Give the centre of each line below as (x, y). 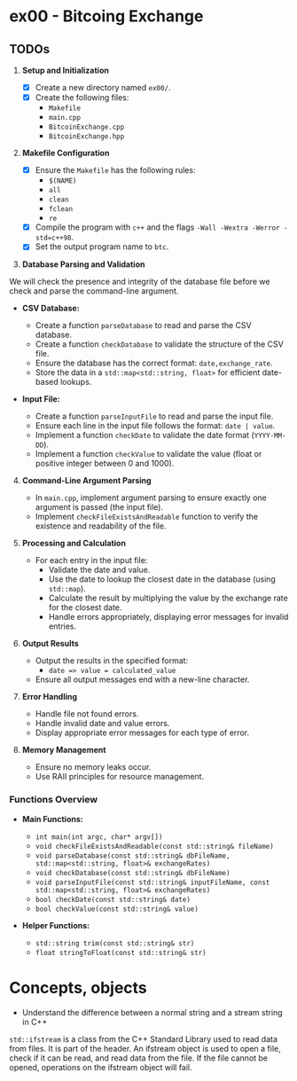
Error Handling (50, 697)
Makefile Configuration (66, 153)
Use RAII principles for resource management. (120, 777)
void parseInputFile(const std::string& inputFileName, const (152, 882)
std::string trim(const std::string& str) (115, 943)
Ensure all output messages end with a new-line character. (142, 679)
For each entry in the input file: (91, 560)
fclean (61, 209)
